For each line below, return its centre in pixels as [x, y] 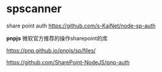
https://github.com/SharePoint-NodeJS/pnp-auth [68, 62]
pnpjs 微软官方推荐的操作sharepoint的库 [57, 38]
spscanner [34, 9]
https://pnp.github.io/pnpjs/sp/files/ [51, 50]
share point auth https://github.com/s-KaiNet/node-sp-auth [81, 26]
